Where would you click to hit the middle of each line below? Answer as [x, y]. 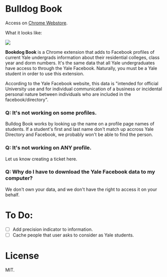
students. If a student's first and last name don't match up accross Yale [79, 129]
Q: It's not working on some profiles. [51, 113]
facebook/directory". [27, 99]
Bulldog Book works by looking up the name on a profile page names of [80, 124]
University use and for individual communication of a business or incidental [84, 89]
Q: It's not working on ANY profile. [49, 148]
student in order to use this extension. [45, 74]
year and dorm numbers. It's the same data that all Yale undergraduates [80, 63]
